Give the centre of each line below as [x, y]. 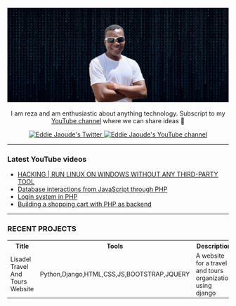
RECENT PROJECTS [42, 228]
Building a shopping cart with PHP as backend [84, 204]
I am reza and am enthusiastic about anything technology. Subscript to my [118, 113]
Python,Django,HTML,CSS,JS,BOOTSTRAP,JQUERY [115, 274]
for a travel [211, 263]
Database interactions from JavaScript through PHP [92, 189]
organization [214, 278]
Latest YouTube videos [47, 159]
